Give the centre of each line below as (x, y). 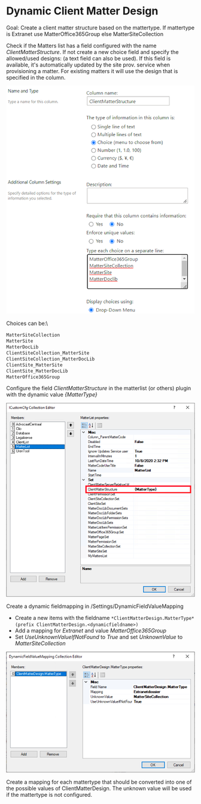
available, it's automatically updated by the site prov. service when (88, 65)
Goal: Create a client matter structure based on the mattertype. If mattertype (100, 28)
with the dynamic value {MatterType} (52, 395)
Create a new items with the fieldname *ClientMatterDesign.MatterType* (104, 618)
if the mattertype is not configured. (49, 794)
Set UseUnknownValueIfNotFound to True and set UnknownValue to (99, 637)
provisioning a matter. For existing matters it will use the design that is (92, 71)
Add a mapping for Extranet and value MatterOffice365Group (90, 631)
